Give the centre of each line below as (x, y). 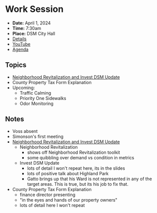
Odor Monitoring (36, 104)
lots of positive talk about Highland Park (68, 173)
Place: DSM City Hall (34, 33)
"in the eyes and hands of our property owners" (69, 200)
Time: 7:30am (26, 28)
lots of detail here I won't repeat (52, 205)
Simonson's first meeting (38, 136)
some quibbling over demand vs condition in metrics (81, 157)
